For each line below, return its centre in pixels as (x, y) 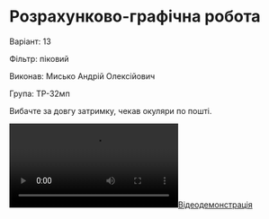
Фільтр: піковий (39, 58)
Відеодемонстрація (216, 205)
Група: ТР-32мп (40, 93)
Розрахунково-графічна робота (135, 17)
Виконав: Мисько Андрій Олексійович (82, 76)
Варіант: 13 (30, 41)
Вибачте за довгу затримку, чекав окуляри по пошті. (111, 110)
